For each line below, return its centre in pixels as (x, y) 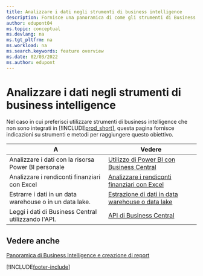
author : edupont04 (29, 23)
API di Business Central (141, 216)
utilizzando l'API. (33, 219)
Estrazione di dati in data (143, 194)
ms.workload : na (27, 46)
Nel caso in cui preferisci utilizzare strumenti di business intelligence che (97, 122)
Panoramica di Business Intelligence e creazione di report (78, 255)
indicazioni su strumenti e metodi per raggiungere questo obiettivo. (90, 135)
